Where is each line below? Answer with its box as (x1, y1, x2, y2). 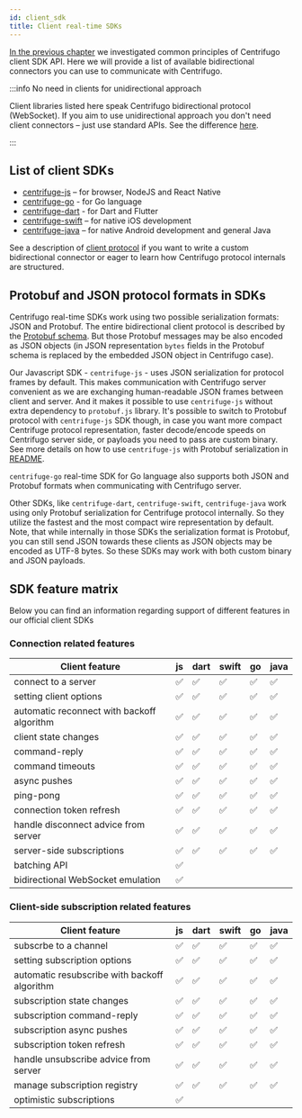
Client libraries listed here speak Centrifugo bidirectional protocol (9, 100, 252, 111)
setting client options (13, 690, 102, 703)
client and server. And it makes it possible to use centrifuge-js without (9, 396, 273, 407)
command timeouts (13, 760, 96, 772)
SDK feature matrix (9, 582, 119, 597)
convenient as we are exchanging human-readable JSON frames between (9, 386, 284, 397)
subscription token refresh (13, 1038, 126, 1050)
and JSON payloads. (9, 555, 85, 566)
